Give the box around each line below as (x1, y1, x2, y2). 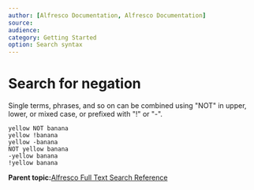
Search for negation (8, 75, 142, 93)
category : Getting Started (8, 33, 97, 42)
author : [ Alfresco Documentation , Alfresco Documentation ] (8, 11, 207, 20)
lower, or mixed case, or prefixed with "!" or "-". (8, 110, 163, 119)
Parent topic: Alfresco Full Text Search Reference (8, 173, 168, 182)
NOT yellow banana (8, 145, 69, 154)
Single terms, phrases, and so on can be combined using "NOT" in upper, (8, 101, 247, 110)
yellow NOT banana (8, 125, 69, 132)
